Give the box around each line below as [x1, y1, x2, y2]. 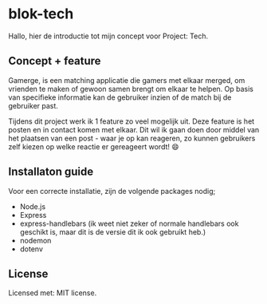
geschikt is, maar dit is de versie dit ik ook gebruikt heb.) [19, 227, 206, 236]
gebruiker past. [8, 101, 58, 110]
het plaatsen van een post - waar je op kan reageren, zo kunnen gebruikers [8, 133, 256, 143]
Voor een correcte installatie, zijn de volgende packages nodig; [8, 186, 216, 195]
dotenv [19, 244, 44, 254]
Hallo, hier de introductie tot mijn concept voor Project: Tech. [8, 31, 209, 41]
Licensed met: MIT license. [8, 288, 97, 298]
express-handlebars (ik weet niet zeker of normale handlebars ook [19, 219, 239, 228]
